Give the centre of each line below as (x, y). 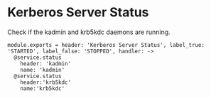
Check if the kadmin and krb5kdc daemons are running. (89, 32)
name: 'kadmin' (43, 70)
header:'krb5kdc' (46, 82)
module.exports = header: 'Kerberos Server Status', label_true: (106, 45)
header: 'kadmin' (46, 64)
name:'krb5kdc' (43, 88)
